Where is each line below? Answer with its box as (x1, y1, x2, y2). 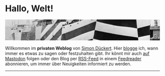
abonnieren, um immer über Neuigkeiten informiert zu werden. (5, 61, 132, 67)
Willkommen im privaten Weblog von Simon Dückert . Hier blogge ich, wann (5, 45, 159, 51)
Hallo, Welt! (5, 3, 54, 14)
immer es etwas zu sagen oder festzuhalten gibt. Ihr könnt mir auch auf (5, 51, 150, 56)
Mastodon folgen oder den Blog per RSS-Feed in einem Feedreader (5, 56, 141, 62)
